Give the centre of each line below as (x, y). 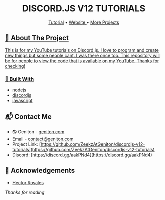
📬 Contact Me (28, 117)
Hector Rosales (28, 182)
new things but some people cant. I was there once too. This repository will (82, 55)
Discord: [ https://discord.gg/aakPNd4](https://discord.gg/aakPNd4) (82, 155)
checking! (15, 66)
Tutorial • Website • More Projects (84, 22)
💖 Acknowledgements (40, 170)
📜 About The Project (37, 38)
